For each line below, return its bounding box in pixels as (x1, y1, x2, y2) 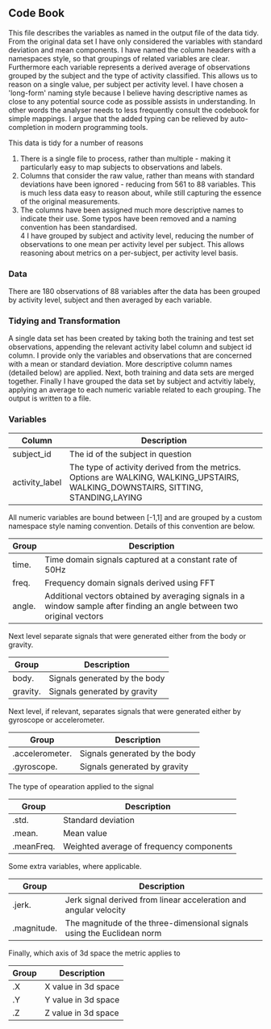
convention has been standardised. (19, 222, 138, 232)
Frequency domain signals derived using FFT (44, 577, 215, 588)
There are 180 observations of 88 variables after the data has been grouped (8, 287, 261, 296)
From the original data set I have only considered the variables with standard (8, 36, 263, 46)
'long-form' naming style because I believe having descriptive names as (8, 88, 248, 98)
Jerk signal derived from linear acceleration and (65, 894, 247, 905)
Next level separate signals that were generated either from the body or (8, 631, 247, 640)
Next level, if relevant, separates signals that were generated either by (8, 706, 242, 716)
